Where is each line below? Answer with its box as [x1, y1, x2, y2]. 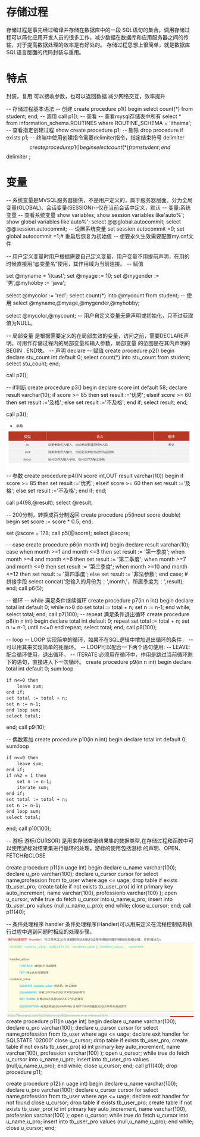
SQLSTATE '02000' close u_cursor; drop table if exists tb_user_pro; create [6, 1036, 188, 1043]
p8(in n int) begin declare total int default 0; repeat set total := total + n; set [6, 617, 190, 625]
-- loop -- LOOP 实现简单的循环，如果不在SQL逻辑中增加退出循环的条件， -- [6, 636, 193, 644]
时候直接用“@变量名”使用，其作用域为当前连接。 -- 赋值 [6, 260, 144, 267]
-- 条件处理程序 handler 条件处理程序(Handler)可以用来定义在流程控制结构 [6, 921, 187, 928]
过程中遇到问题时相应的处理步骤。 [11, 928, 95, 936]
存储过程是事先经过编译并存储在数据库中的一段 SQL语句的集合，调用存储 [6, 26, 185, 33]
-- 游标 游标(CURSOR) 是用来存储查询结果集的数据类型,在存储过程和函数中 [6, 837, 189, 844]
